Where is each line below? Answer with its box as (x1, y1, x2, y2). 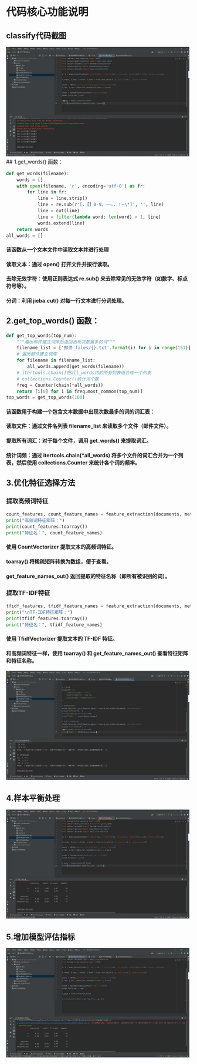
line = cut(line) (37, 208, 80, 214)
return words (16, 226, 49, 232)
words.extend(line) (37, 220, 85, 226)
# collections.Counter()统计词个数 (16, 376, 99, 382)
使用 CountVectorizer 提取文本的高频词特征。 (6, 543, 117, 550)
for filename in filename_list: (16, 357, 96, 363)
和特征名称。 (6, 657, 37, 664)
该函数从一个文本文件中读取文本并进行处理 (6, 246, 109, 253)
